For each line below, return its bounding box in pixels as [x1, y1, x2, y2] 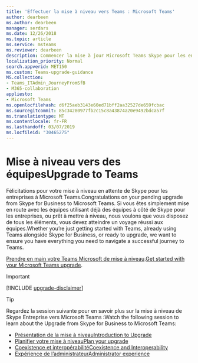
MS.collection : [6, 74, 44, 80]
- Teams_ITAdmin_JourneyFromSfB [6, 80, 85, 86]
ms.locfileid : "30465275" [6, 129, 70, 136]
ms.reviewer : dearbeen [6, 47, 62, 53]
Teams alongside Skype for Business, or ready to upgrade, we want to [6, 231, 177, 238]
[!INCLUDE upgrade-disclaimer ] [6, 284, 84, 291]
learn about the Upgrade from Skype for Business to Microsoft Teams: [6, 320, 177, 327]
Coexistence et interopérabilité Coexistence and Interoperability [14, 343, 169, 351]
